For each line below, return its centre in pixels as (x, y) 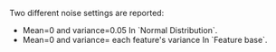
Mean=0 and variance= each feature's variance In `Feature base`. (145, 40)
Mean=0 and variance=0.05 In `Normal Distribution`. (120, 30)
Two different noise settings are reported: (87, 13)
